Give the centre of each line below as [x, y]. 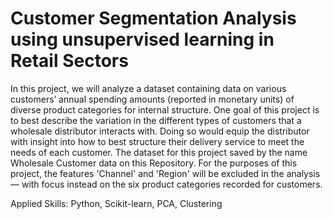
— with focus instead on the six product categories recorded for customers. [166, 184]
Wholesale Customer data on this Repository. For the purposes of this [154, 163]
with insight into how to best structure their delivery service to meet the [157, 141]
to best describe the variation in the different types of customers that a [156, 120]
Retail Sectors [69, 61]
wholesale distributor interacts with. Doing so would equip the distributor [160, 131]
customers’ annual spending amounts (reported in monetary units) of [152, 99]
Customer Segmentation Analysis [153, 18]
